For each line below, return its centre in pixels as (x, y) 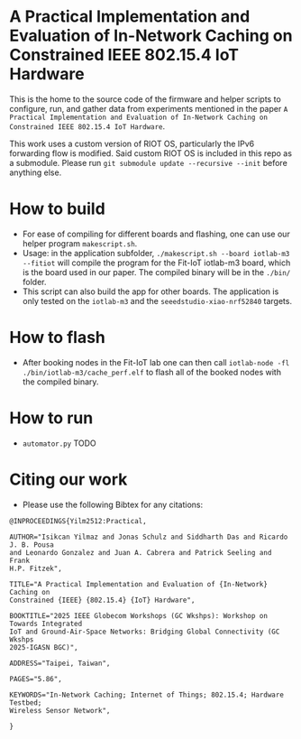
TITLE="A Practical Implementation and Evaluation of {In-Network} (139, 584)
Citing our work (68, 479)
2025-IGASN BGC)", (44, 647)
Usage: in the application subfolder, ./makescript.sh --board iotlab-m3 (156, 253)
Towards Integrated (46, 624)
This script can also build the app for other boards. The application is (150, 291)
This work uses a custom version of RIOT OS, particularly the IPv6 (132, 143)
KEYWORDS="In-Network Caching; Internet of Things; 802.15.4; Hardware (146, 695)
